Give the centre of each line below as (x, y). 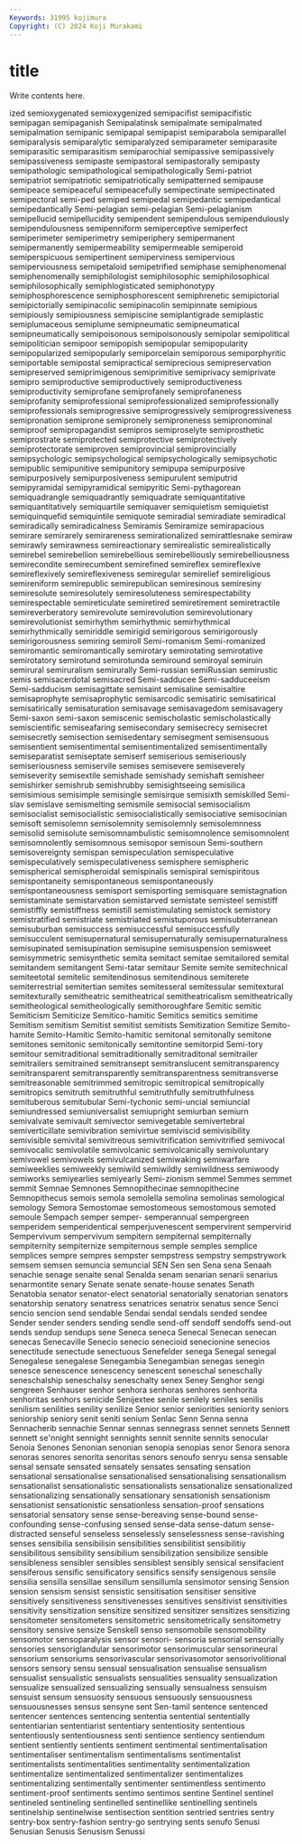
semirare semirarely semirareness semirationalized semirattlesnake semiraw (151, 536)
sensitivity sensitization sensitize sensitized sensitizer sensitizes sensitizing (150, 1611)
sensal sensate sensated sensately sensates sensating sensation (130, 1467)
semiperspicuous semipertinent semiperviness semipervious (123, 257)
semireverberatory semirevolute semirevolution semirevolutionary (131, 613)
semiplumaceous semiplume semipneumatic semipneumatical (125, 324)
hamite (22, 1034)
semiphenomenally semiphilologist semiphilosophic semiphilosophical (139, 276)
